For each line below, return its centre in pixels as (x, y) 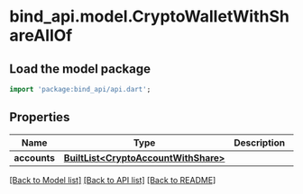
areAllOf (41, 35)
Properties (40, 117)
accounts (35, 157)
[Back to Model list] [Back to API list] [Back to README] (113, 180)
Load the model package (80, 69)
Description (260, 143)
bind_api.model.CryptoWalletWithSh (150, 17)
